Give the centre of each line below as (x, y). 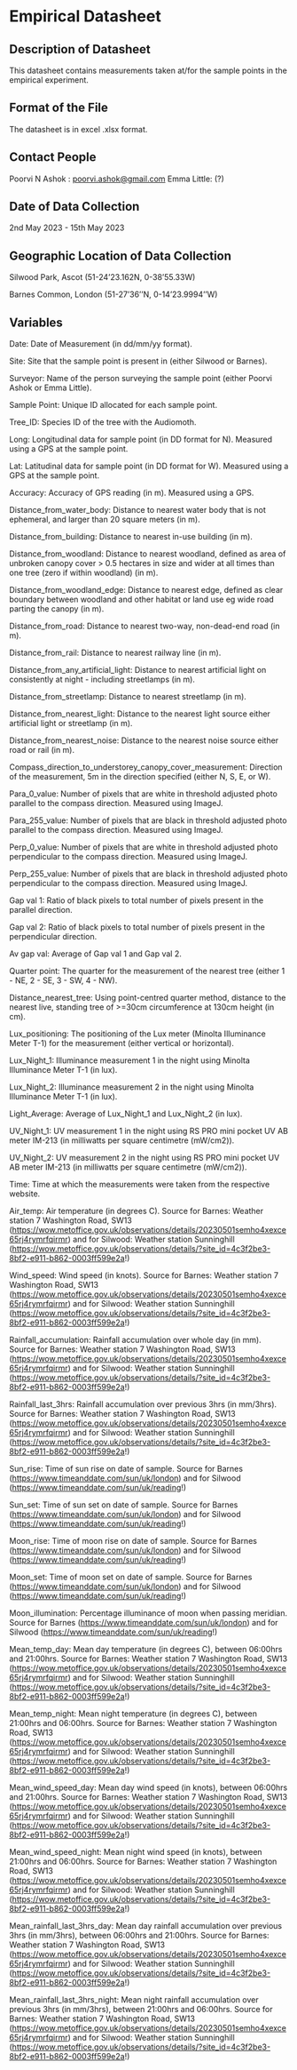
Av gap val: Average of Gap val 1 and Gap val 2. (95, 954)
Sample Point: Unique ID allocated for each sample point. (113, 405)
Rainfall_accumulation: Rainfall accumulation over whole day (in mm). (135, 1340)
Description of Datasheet (80, 49)
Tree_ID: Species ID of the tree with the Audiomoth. (103, 422)
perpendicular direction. (53, 937)
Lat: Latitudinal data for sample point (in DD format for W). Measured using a (149, 466)
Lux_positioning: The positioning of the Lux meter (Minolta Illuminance (137, 1034)
